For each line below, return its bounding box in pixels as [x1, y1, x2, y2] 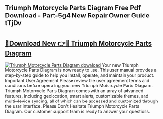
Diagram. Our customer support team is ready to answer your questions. [5, 109, 150, 114]
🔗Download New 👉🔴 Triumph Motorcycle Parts [5, 39, 152, 48]
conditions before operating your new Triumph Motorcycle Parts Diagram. [5, 83, 153, 88]
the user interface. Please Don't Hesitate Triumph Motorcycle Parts [5, 103, 140, 109]
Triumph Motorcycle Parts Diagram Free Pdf [5, 4, 141, 12]
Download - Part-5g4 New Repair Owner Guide [5, 12, 150, 20]
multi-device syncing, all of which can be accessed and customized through [5, 98, 158, 104]
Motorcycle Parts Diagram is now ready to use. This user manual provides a [5, 68, 157, 73]
